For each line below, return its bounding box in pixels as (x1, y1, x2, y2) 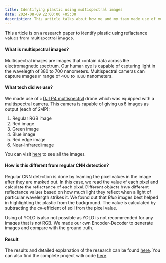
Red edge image (12, 136, 46, 142)
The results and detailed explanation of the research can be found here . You (5, 247, 161, 253)
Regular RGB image (12, 115, 52, 121)
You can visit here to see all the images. (5, 151, 86, 157)
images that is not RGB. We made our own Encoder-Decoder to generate (5, 220, 153, 225)
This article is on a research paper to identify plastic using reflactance (5, 30, 148, 36)
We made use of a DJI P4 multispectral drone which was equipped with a (5, 95, 155, 101)
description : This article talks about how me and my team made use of (5, 16, 156, 21)
